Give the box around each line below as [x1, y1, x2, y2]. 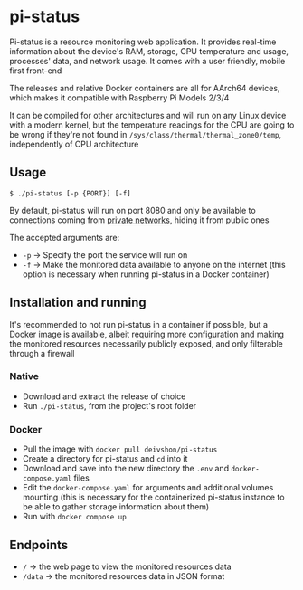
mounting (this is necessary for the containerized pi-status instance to [22, 491, 285, 503]
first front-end [9, 65, 62, 76]
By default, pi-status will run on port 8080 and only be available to [9, 205, 256, 215]
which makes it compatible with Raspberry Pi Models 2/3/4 [9, 92, 230, 103]
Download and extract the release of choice [22, 391, 186, 402]
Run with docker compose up [22, 511, 127, 522]
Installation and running [9, 295, 147, 310]
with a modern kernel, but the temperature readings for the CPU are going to [9, 119, 295, 130]
